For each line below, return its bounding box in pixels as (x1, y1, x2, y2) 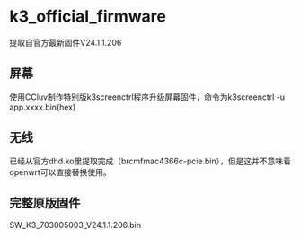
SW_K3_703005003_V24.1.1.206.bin (9, 220, 142, 231)
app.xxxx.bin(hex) (9, 101, 76, 112)
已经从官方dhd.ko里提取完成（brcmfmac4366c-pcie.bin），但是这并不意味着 (9, 155, 292, 166)
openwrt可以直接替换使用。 (9, 166, 111, 177)
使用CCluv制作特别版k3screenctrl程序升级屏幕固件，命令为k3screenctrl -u (9, 92, 286, 102)
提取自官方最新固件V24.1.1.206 (9, 37, 122, 48)
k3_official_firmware (9, 6, 167, 27)
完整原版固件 (9, 195, 81, 210)
